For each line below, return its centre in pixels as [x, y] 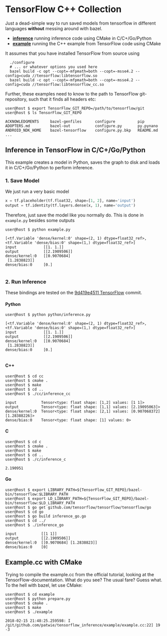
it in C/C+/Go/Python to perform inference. [49, 167]
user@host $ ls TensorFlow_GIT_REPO [43, 113]
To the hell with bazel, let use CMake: [44, 585]
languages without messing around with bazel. [54, 28]
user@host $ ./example [29, 612]
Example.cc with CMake [44, 562]
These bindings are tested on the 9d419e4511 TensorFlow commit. [74, 293]
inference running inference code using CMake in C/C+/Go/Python [82, 38]
